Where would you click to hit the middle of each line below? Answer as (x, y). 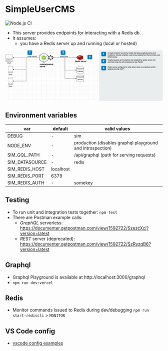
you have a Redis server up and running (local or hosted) (78, 43)
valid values (117, 128)
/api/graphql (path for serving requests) (115, 155)
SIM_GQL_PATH (23, 155)
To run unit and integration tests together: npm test (65, 212)
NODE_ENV (19, 145)
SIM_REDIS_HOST (26, 169)
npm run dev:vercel (33, 283)
